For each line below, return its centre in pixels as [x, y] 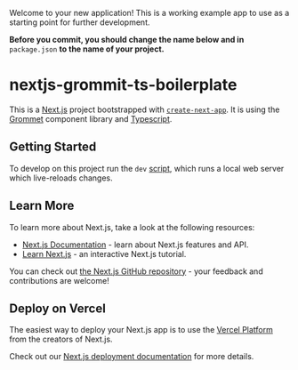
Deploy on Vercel [58, 308]
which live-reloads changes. [61, 178]
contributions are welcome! [59, 280]
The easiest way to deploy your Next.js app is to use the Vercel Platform [141, 330]
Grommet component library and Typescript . [91, 118]
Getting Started [53, 147]
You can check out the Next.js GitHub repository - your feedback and [137, 271]
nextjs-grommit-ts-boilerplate [123, 85]
